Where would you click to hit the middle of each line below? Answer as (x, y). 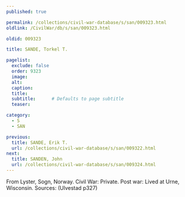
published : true (26, 12)
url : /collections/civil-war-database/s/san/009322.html (84, 148)
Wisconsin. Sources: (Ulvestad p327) (52, 187)
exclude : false (30, 66)
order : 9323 (27, 71)
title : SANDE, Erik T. (40, 143)
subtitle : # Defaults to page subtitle (68, 99)
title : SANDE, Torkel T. (37, 49)
